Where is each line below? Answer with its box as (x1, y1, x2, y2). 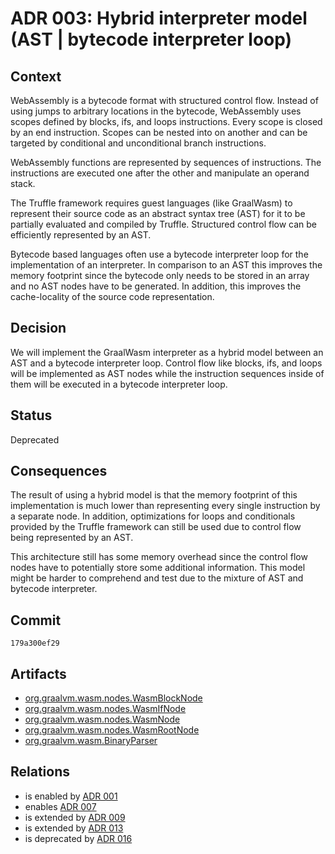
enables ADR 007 (24, 800, 97, 812)
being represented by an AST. (10, 532, 134, 544)
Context (10, 68, 62, 85)
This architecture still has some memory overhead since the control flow (10, 551, 308, 563)
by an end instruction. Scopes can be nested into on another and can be (10, 127, 308, 138)
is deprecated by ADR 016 (24, 832, 133, 844)
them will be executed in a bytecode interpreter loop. (10, 378, 228, 390)
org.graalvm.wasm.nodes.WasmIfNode (24, 703, 187, 715)
